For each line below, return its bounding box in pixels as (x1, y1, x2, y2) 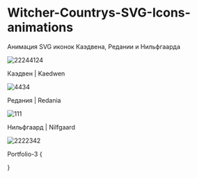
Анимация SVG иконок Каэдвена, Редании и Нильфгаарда (7, 42, 181, 51)
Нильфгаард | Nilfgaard (7, 123, 75, 131)
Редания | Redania (7, 96, 61, 105)
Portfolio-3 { (7, 150, 43, 158)
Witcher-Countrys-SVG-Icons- (7, 5, 191, 21)
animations (7, 19, 74, 35)
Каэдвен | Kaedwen (7, 69, 65, 78)
